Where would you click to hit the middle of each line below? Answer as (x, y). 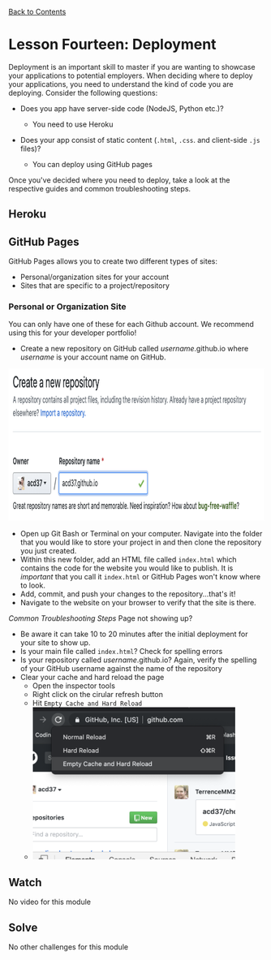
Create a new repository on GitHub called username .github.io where (134, 349)
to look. (33, 585)
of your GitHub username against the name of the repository (121, 669)
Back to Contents (37, 12)
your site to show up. (55, 643)
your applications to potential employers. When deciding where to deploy (131, 75)
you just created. (48, 551)
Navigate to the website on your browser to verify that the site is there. (138, 603)
